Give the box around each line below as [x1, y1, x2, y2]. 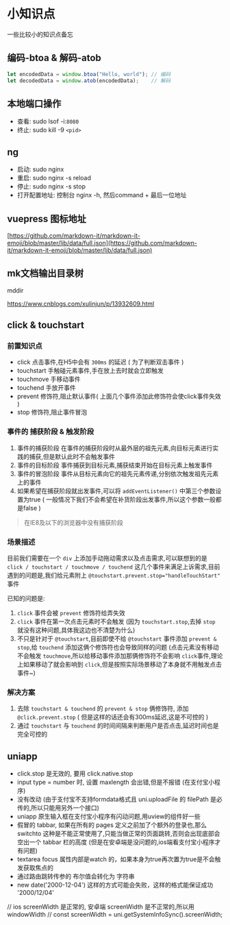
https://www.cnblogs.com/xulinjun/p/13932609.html [7, 299, 155, 308]
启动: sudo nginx [16, 165, 64, 173]
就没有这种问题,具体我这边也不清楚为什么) [16, 626, 136, 634]
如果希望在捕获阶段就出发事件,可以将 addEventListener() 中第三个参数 [16, 486, 216, 495]
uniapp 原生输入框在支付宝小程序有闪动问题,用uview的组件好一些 [16, 813, 201, 821]
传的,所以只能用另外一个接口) [16, 804, 99, 812]
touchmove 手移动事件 [16, 375, 81, 384]
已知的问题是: [7, 594, 46, 603]
